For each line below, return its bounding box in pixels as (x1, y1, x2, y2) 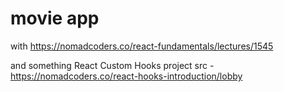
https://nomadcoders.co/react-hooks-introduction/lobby (10, 70, 243, 82)
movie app (10, 7, 100, 30)
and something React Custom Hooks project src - (10, 59, 215, 71)
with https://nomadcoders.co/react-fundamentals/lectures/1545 (10, 40, 274, 52)
